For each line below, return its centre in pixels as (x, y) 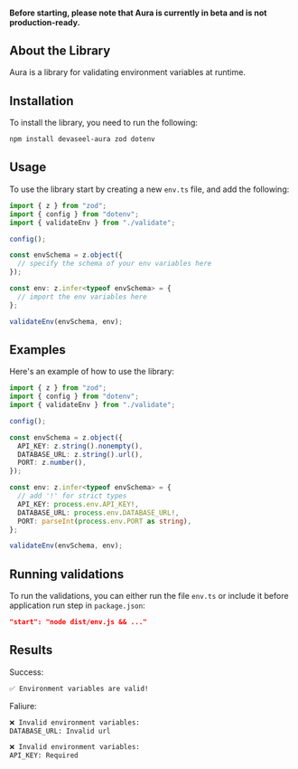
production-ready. (45, 22)
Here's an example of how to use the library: (92, 372)
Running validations (67, 574)
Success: (27, 672)
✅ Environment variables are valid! (79, 688)
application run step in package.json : (78, 605)
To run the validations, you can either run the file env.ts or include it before (149, 596)
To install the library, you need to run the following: (104, 123)
